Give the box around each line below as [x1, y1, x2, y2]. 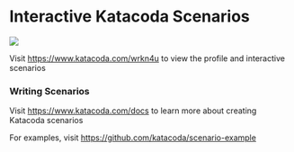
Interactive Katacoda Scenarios [9, 6, 250, 27]
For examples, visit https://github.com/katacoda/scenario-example [9, 132, 256, 143]
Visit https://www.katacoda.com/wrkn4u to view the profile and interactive [9, 52, 286, 64]
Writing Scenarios [9, 85, 90, 97]
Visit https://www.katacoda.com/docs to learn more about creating [9, 105, 257, 116]
